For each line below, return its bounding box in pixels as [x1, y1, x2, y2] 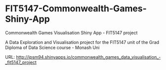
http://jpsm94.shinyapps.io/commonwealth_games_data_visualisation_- [16, 54, 161, 60]
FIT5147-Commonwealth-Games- [5, 3, 147, 14]
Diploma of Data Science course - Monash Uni [5, 44, 100, 50]
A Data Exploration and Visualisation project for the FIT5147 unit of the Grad [5, 39, 160, 45]
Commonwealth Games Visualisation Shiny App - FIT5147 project [5, 30, 138, 35]
